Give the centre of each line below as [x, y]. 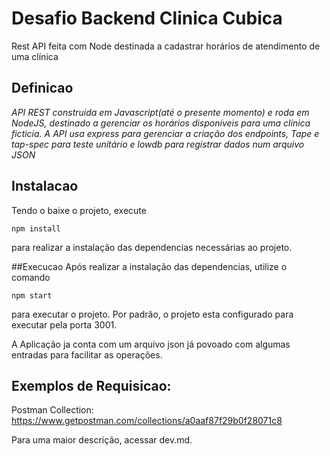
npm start [32, 295]
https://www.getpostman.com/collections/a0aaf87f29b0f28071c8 [147, 421]
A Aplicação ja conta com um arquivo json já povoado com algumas [151, 344]
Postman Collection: [52, 410]
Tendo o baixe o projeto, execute [79, 210]
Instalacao [45, 186]
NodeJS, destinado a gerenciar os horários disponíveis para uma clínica [161, 123]
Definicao [42, 88]
